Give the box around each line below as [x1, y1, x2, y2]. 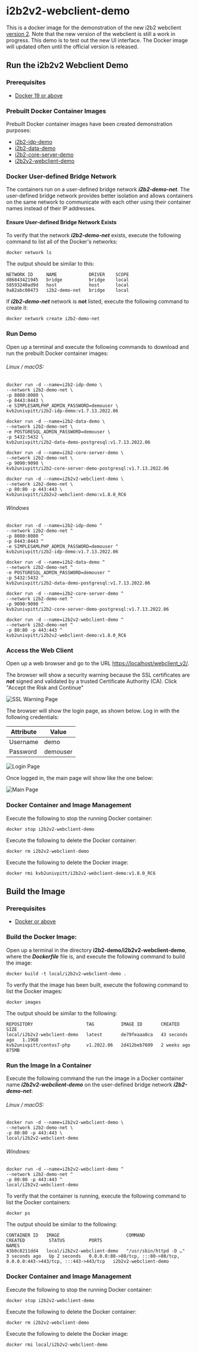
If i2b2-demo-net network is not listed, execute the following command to [6, 298, 189, 305]
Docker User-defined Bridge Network [6, 172, 117, 180]
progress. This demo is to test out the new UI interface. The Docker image [6, 36, 188, 44]
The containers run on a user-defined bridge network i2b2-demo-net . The [6, 186, 190, 193]
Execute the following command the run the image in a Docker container [6, 1075, 184, 1082]
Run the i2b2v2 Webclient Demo [6, 60, 129, 71]
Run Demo [6, 330, 37, 338]
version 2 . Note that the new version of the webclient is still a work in [6, 30, 176, 37]
